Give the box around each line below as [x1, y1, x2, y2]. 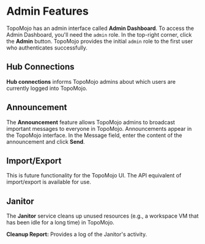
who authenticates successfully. [6, 44, 88, 51]
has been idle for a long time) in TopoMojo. [6, 219, 114, 226]
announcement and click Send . [6, 138, 85, 145]
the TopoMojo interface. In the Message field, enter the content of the [6, 131, 182, 139]
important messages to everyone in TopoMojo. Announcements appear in [6, 125, 192, 132]
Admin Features [6, 4, 89, 18]
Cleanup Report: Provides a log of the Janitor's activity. [6, 231, 147, 238]
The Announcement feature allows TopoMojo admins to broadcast [6, 118, 176, 126]
